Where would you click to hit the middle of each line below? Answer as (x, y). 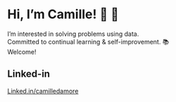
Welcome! (22, 51)
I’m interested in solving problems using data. (73, 34)
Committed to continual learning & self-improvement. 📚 (88, 42)
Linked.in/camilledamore (43, 91)
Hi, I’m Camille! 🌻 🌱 (63, 14)
